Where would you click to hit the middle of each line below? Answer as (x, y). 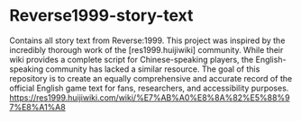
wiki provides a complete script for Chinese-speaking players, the (132, 59)
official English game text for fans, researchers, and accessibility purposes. (149, 88)
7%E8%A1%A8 (37, 107)
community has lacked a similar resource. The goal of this (152, 69)
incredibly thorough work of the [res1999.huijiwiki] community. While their (146, 49)
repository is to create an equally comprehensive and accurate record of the (151, 78)
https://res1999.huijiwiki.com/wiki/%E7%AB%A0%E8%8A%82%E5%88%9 (150, 97)
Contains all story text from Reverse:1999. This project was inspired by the (147, 40)
